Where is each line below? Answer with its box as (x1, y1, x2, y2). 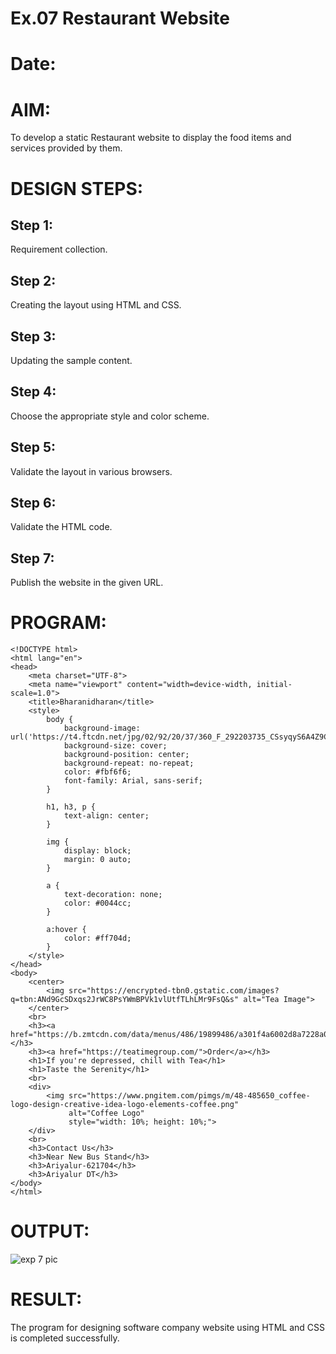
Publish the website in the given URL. (10, 577, 164, 589)
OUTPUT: (10, 1220, 90, 1243)
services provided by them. (10, 142, 123, 154)
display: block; (63, 846, 132, 856)
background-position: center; (63, 750, 190, 760)
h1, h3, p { (46, 802, 97, 812)
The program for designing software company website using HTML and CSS (10, 1322, 325, 1333)
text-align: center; (63, 811, 150, 821)
